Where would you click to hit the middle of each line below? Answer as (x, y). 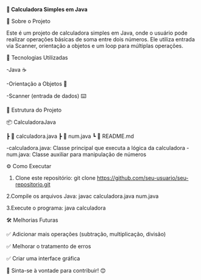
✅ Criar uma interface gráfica (43, 258)
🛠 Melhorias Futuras (32, 220)
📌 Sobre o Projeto (28, 21)
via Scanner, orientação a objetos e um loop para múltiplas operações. (95, 46)
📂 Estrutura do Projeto (34, 110)
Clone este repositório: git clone (55, 178)
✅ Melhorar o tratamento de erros (49, 246)
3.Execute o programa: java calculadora (56, 208)
